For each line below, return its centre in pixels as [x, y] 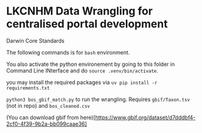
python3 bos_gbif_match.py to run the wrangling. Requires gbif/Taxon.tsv [98, 99]
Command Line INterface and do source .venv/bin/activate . [82, 70]
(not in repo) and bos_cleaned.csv [48, 105]
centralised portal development [87, 24]
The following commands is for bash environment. [68, 52]
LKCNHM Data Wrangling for [80, 11]
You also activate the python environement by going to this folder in [91, 64]
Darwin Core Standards [35, 41]
